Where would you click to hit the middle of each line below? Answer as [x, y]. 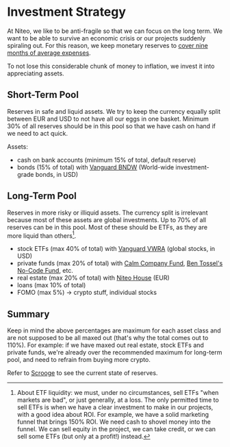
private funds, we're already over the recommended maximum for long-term [115, 352]
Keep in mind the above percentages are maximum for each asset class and [114, 330]
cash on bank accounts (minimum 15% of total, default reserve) [106, 160]
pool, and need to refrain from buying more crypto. [79, 360]
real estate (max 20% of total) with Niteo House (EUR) [93, 278]
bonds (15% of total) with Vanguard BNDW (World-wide [95, 167]
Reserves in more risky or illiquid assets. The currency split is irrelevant [107, 213]
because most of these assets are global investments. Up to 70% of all [107, 219]
